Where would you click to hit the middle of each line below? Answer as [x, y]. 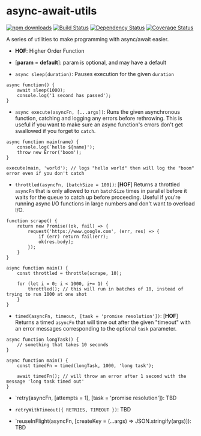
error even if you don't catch [45, 173]
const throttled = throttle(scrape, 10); [69, 273]
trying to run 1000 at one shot [46, 294]
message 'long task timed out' [45, 381]
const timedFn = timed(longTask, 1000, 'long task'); [85, 366]
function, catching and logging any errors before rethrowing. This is [99, 118]
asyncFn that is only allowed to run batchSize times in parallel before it [101, 190]
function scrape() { [32, 221]
